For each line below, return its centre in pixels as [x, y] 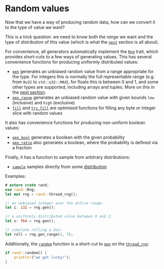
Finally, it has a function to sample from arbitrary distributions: [68, 157]
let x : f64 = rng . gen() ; [30, 221]
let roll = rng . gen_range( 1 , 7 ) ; [39, 234]
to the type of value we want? [35, 27]
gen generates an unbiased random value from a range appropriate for [83, 71]
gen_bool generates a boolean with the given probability [68, 137]
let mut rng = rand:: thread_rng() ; [41, 194]
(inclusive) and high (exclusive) [44, 102]
